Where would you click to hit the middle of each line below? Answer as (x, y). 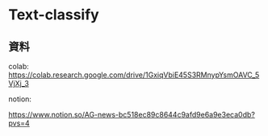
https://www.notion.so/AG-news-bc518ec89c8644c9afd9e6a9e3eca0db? (132, 115)
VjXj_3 (19, 83)
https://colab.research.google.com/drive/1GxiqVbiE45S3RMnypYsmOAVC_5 (134, 75)
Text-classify (54, 15)
